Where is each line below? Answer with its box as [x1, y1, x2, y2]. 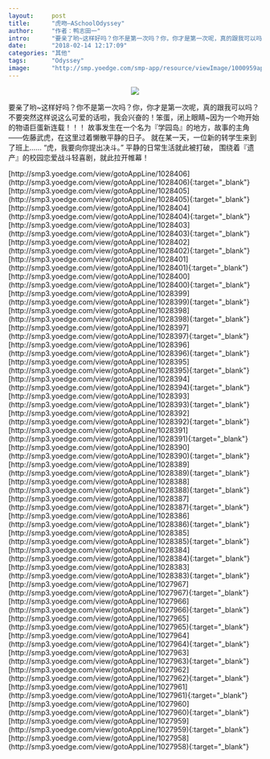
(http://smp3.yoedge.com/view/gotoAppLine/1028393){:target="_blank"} [8, 399, 251, 409]
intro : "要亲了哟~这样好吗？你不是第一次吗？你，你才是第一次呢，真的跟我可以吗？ [8, 34, 268, 43]
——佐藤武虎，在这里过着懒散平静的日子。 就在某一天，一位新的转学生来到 [8, 132, 257, 142]
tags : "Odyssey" [8, 57, 84, 65]
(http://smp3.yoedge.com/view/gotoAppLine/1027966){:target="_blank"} [8, 604, 250, 614]
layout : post [8, 11, 67, 20]
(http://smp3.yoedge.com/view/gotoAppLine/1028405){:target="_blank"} [8, 194, 251, 204]
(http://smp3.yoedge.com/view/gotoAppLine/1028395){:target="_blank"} [8, 365, 250, 375]
